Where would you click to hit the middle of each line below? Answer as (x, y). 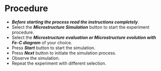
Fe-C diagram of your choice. (42, 42)
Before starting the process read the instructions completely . (75, 22)
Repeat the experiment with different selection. (59, 63)
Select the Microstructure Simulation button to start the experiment (80, 27)
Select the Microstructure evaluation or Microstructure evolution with (84, 37)
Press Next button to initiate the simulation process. (64, 53)
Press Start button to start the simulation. (54, 48)
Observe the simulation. (36, 58)
